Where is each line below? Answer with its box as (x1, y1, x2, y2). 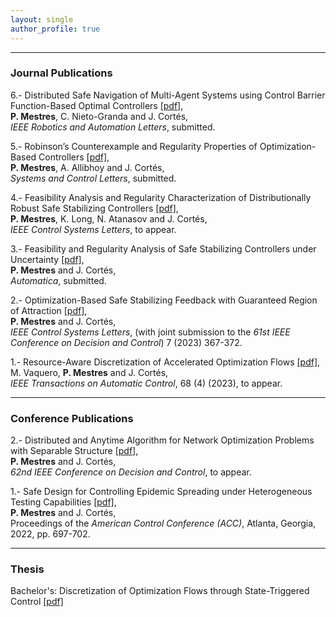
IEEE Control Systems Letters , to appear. (10, 223, 177, 235)
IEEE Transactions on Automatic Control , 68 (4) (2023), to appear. (10, 377, 283, 389)
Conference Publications (10, 411, 134, 425)
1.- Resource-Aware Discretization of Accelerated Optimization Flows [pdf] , (10, 356, 321, 368)
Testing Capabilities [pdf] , (10, 496, 117, 508)
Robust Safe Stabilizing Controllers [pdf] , (10, 202, 179, 214)
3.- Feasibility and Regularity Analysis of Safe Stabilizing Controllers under (10, 242, 317, 255)
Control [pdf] (10, 596, 64, 608)
